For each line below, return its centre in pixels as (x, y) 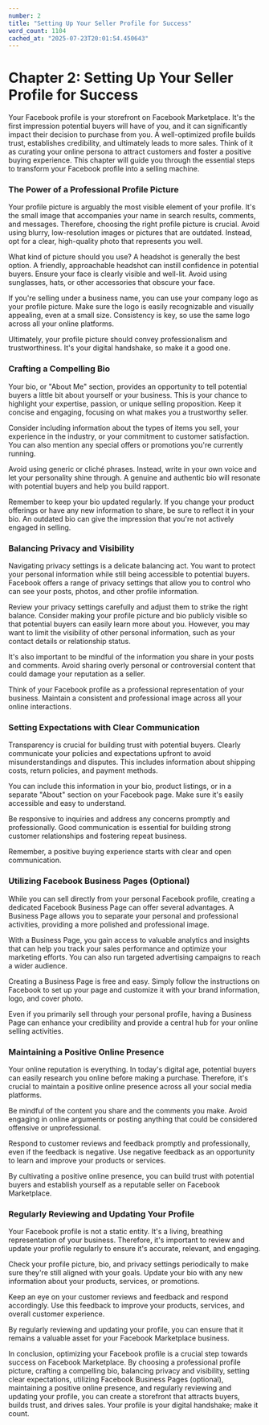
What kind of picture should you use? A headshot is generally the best (124, 257)
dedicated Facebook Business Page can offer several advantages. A (121, 907)
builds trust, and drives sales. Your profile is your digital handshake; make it (133, 1405)
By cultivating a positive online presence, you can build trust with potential (131, 1175)
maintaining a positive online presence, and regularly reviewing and (120, 1388)
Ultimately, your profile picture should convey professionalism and (118, 340)
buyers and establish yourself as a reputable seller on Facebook (114, 1184)
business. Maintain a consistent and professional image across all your (125, 698)
